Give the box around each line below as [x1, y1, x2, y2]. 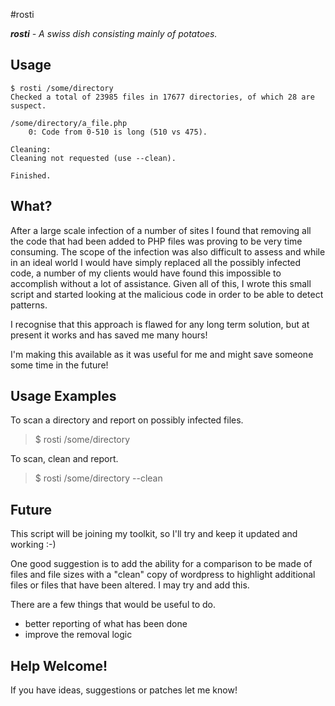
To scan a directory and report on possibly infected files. [10, 414, 244, 426]
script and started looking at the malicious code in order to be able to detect [10, 288, 324, 300]
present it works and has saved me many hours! [10, 329, 208, 341]
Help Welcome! [10, 657, 108, 674]
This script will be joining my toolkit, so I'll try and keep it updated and [10, 528, 298, 540]
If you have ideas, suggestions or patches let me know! [10, 684, 238, 696]
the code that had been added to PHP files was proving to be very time [10, 235, 303, 247]
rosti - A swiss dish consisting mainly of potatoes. [10, 28, 218, 39]
